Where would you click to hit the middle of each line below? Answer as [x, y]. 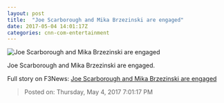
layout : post [26, 13]
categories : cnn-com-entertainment [58, 33]
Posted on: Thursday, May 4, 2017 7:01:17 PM [88, 92]
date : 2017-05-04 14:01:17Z [48, 26]
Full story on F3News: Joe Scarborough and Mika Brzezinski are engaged [112, 79]
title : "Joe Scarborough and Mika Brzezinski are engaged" [96, 20]
